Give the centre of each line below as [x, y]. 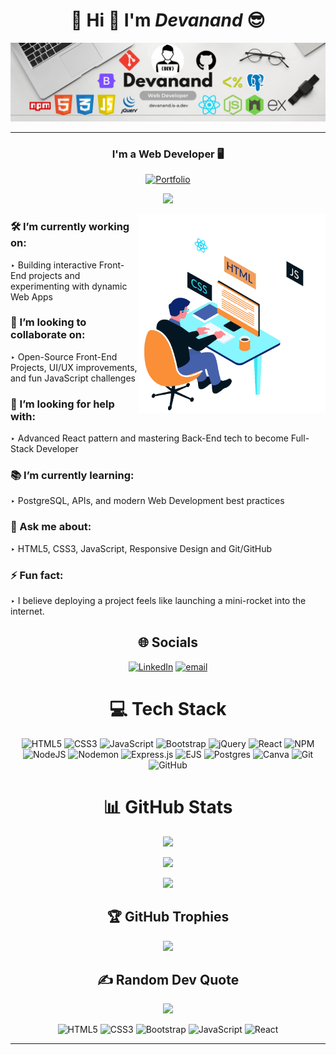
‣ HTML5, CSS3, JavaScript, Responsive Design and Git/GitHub [141, 548]
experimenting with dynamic [69, 286]
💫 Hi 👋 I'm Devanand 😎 [168, 20]
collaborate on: [48, 335]
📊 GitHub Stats [168, 806]
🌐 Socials [168, 642]
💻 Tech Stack [168, 709]
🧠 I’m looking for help [62, 404]
